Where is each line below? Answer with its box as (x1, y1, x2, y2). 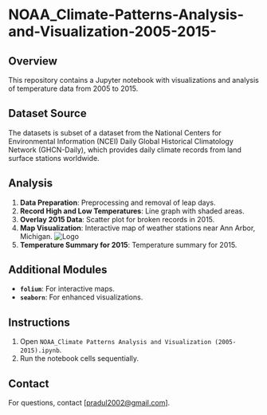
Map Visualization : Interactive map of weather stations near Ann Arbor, (19, 223, 256, 233)
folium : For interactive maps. (19, 284, 116, 294)
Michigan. (19, 231, 53, 241)
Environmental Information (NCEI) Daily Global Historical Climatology (8, 136, 234, 146)
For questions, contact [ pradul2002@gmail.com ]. (8, 398, 171, 408)
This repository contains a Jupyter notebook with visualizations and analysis (8, 76, 259, 84)
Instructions (8, 315, 70, 329)
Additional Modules (8, 263, 108, 276)
